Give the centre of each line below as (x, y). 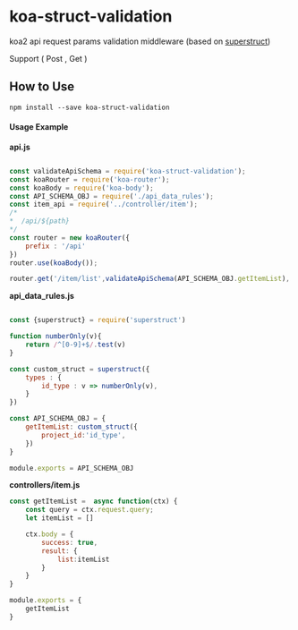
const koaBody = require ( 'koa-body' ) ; (81, 188)
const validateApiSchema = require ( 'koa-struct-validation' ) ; (128, 171)
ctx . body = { (50, 534)
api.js (20, 147)
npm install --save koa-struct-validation (89, 107)
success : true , (70, 542)
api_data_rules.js (42, 296)
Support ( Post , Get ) (48, 58)
